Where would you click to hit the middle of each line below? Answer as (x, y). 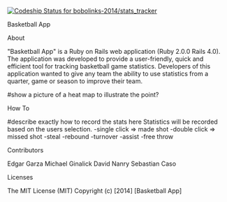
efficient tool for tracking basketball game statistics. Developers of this (109, 66)
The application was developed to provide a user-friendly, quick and (105, 59)
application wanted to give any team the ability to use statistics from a (108, 74)
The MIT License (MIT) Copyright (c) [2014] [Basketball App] (95, 191)
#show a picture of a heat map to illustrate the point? (83, 95)
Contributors (25, 150)
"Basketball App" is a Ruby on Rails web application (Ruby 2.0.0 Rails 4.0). (114, 51)
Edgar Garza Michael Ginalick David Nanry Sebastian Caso (92, 164)
